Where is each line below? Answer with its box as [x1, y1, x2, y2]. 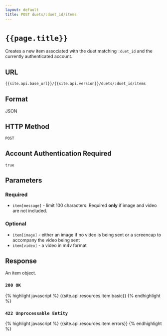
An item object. [5, 270, 36, 276]
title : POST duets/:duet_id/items [5, 12, 77, 17]
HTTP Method [5, 122, 50, 131]
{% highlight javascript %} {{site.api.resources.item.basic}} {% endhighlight [5, 292, 161, 298]
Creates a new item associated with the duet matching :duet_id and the [5, 48, 153, 54]
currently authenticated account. [5, 53, 73, 59]
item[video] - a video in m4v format [12, 242, 87, 248]
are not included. [12, 208, 47, 214]
